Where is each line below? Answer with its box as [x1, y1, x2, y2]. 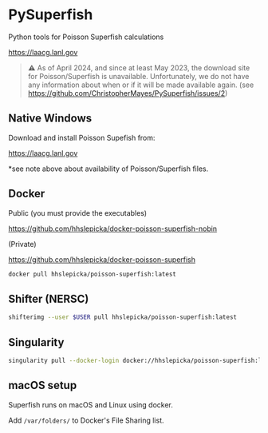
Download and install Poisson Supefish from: [8, 133, 156, 142]
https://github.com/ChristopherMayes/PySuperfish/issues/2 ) [27, 88, 228, 97]
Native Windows [8, 112, 93, 125]
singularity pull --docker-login [8, 356, 120, 364]
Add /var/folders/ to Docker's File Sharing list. [8, 415, 165, 425]
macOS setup [8, 379, 77, 392]
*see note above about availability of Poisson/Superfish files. [8, 164, 209, 173]
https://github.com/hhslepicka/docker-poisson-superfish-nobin [8, 224, 218, 233]
